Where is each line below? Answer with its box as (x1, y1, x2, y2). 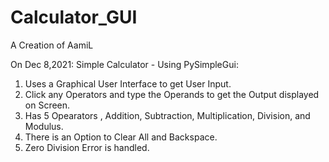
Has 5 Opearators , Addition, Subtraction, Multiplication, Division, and (24, 109, 311, 121)
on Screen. (24, 99, 71, 111)
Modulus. (24, 120, 64, 132)
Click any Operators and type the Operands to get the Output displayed (24, 88, 320, 100)
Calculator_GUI (10, 6, 138, 29)
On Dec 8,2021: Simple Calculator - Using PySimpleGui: (10, 58, 239, 70)
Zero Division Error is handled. (24, 141, 150, 153)
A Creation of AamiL (10, 39, 94, 51)
